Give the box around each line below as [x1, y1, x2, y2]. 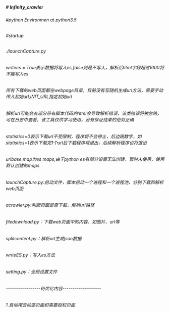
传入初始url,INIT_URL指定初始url [6, 94, 72, 100]
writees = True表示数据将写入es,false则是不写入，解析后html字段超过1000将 [6, 64, 164, 70]
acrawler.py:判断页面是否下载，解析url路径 [6, 202, 95, 208]
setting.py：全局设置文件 [6, 269, 58, 275]
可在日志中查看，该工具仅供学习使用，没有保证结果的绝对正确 [6, 117, 134, 123]
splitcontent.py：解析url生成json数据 [6, 235, 82, 241]
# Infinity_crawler [6, 4, 43, 10]
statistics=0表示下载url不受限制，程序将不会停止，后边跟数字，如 [6, 133, 142, 139]
